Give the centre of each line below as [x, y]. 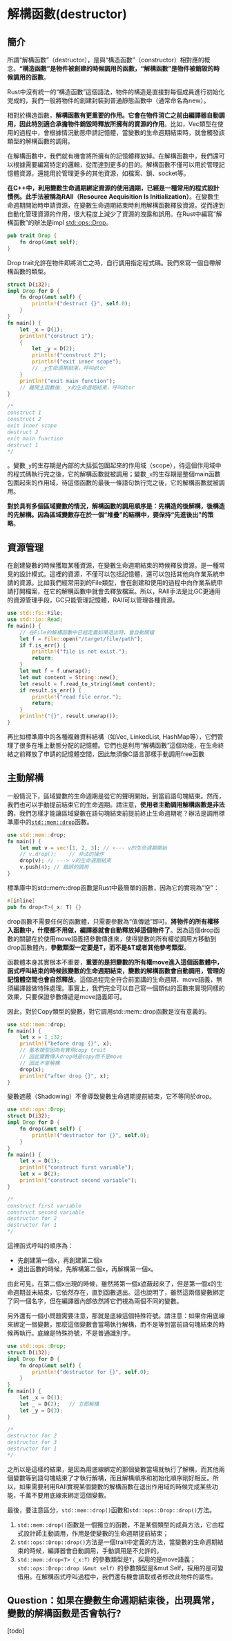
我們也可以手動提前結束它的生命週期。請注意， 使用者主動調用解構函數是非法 [116, 805]
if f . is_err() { [43, 645]
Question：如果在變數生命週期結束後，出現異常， [113, 1600]
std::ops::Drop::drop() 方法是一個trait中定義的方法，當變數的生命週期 [117, 1542]
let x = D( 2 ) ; [40, 1174]
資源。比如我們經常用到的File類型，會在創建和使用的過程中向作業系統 [118, 583]
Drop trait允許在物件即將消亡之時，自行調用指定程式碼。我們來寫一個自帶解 [114, 262]
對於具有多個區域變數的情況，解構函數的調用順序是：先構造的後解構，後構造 [116, 506]
